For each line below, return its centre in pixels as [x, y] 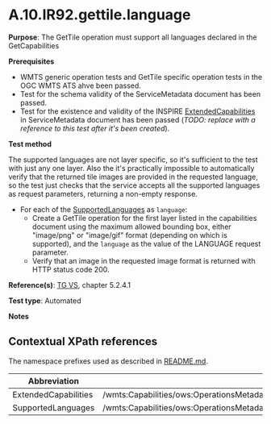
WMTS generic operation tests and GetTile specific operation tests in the [141, 77]
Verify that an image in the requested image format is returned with [144, 260]
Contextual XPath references [83, 341]
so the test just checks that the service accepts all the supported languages [134, 185]
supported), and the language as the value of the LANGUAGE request [146, 243]
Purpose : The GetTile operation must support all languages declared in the [133, 37]
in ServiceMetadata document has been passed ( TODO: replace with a [138, 119]
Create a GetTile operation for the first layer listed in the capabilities [144, 218]
